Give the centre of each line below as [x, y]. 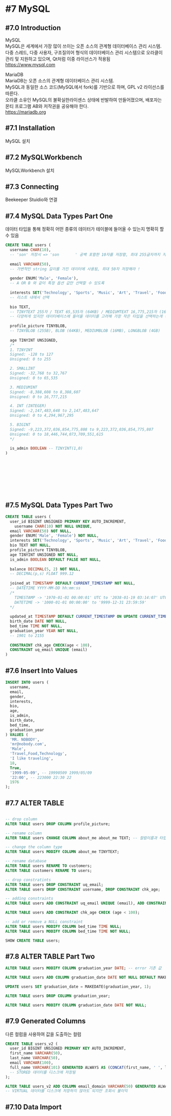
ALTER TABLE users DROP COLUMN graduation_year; [58, 996]
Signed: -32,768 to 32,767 [38, 373]
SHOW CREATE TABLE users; [33, 941]
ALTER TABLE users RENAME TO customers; [49, 866]
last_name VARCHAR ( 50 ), [35, 1058]
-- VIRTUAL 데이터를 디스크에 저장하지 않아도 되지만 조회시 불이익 [67, 1091]
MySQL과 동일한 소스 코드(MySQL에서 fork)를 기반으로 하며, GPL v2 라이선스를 [85, 87]
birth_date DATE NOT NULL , [38, 621]
